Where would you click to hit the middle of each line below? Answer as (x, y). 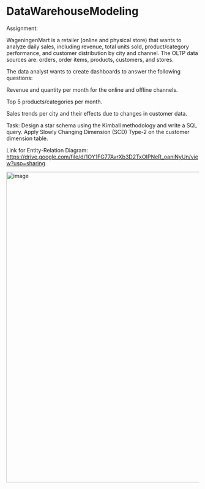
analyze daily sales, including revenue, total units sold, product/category (98, 47)
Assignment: (22, 28)
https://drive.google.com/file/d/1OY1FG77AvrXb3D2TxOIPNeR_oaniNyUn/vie (102, 157)
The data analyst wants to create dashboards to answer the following (94, 71)
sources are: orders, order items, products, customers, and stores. (90, 59)
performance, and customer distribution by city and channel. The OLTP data (102, 53)
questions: (20, 78)
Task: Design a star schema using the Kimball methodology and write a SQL (102, 125)
